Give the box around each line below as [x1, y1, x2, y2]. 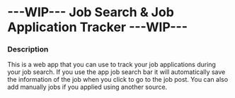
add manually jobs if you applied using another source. [7, 82, 168, 92]
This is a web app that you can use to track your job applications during [7, 61, 216, 69]
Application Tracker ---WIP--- [7, 19, 188, 35]
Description [7, 44, 49, 54]
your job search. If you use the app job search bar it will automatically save [7, 68, 226, 76]
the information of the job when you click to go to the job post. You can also [7, 75, 229, 84]
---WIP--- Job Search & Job [7, 4, 175, 20]
